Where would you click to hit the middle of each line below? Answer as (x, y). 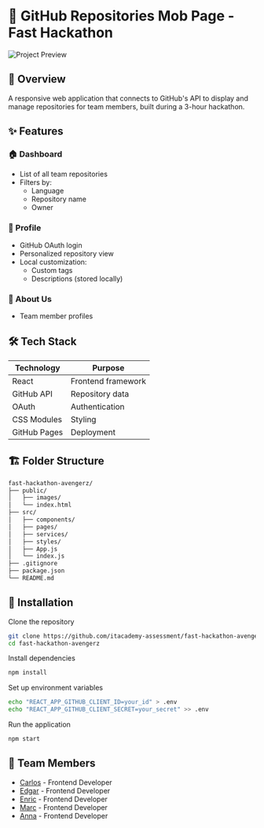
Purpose (108, 367)
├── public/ (27, 491)
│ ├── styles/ (35, 542)
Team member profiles (56, 316)
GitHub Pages (38, 432)
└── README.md (31, 578)
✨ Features (36, 132)
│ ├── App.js (33, 549)
